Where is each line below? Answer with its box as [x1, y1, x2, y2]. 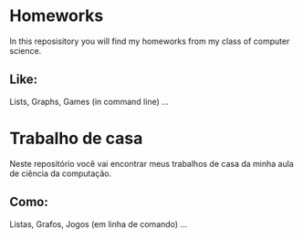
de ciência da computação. [9, 168, 112, 179]
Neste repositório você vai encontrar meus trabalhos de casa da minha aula [9, 158, 294, 169]
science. [9, 45, 42, 56]
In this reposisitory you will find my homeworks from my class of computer [9, 36, 290, 47]
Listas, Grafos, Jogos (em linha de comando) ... [9, 218, 188, 229]
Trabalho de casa [9, 128, 143, 149]
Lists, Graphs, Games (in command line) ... [9, 96, 169, 107]
